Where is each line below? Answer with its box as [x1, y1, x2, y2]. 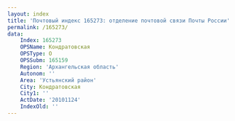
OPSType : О [20, 51, 53, 58]
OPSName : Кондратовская [20, 43, 91, 51]
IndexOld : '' [20, 103, 59, 110]
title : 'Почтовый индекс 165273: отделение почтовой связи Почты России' [7, 17, 231, 24]
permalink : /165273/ [7, 23, 69, 31]
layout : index [7, 10, 50, 18]
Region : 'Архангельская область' [20, 63, 119, 70]
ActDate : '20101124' [20, 97, 81, 104]
